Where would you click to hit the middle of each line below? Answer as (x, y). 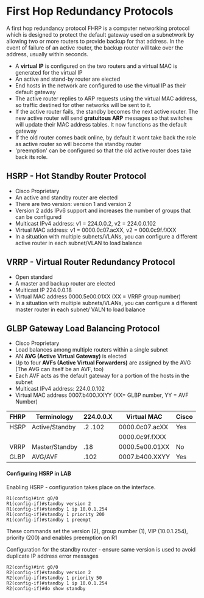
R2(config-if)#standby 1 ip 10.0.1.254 (57, 583)
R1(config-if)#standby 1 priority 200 (55, 514)
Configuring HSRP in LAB (39, 473)
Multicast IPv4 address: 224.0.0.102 (60, 389)
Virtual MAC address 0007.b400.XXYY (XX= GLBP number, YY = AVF (102, 395)
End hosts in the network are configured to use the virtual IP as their (100, 85)
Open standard (34, 277)
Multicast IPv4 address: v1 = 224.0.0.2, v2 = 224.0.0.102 (86, 223)
